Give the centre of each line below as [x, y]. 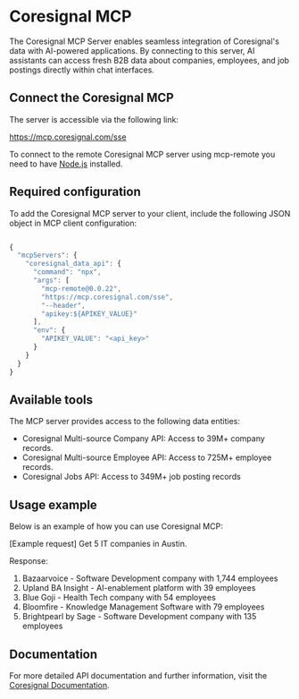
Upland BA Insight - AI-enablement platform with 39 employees [139, 588]
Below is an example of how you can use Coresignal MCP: [116, 526]
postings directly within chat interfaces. [82, 70]
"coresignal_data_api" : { [74, 264]
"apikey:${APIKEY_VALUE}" [90, 314]
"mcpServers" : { [47, 256]
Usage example [54, 504]
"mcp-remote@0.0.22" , [82, 288]
